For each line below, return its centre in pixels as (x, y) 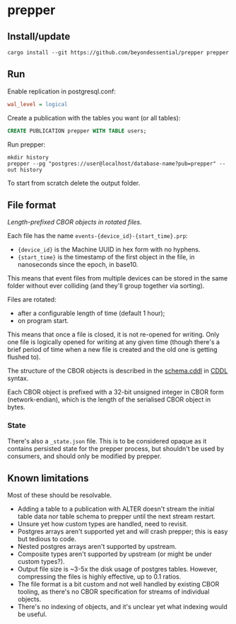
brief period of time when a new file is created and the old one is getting (112, 350)
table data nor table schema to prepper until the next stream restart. (116, 516)
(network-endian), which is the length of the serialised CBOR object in (109, 399)
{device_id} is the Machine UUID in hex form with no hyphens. (109, 249)
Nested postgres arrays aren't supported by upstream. (97, 547)
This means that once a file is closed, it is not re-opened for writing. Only (113, 334)
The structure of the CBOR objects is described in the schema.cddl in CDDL (118, 371)
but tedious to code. (47, 539)
